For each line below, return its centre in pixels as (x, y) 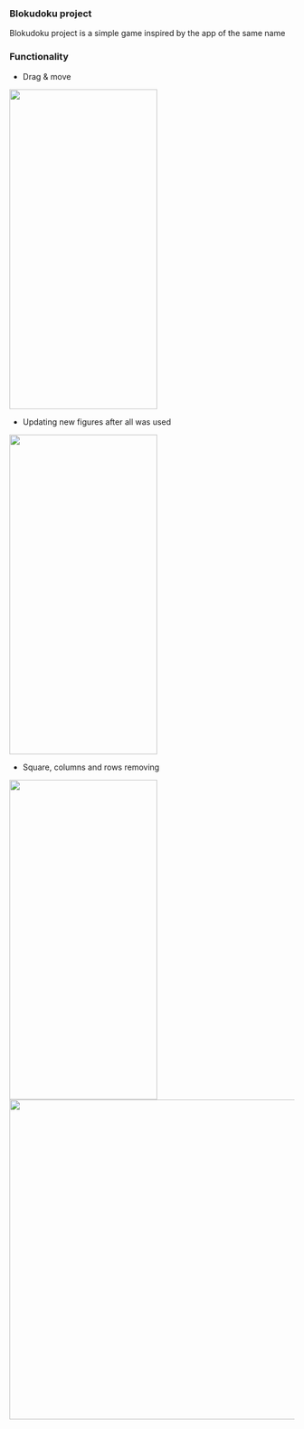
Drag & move (47, 76)
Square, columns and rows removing (91, 767)
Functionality (39, 57)
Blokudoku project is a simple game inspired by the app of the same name (147, 34)
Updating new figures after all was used (97, 422)
